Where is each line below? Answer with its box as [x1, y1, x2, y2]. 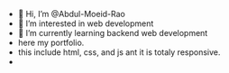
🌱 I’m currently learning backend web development [17, 28, 208, 38]
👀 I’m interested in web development [17, 18, 154, 29]
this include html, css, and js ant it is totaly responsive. [17, 47, 221, 58]
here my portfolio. [17, 37, 85, 48]
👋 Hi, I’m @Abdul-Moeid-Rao [17, 9, 126, 19]
